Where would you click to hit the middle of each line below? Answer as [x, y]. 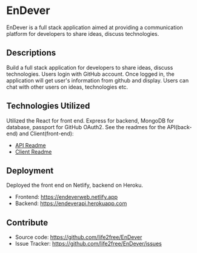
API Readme [31, 145]
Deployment [30, 170]
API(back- [179, 127]
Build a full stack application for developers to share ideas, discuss [90, 67]
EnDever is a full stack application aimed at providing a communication [95, 27]
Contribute [27, 222]
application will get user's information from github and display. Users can [98, 80]
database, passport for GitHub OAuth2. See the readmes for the [86, 127]
